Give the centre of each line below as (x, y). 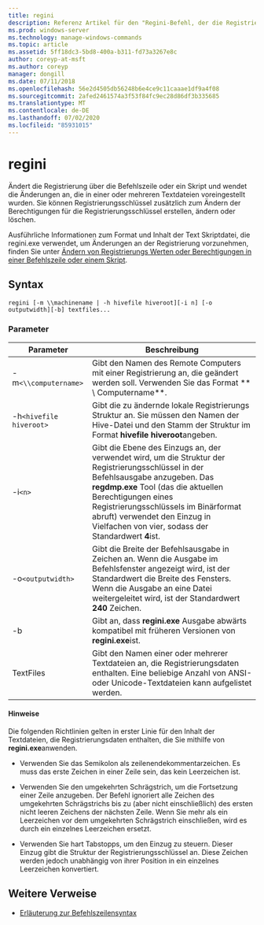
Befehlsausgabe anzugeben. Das (153, 477)
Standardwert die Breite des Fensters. (161, 578)
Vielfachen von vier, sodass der (150, 526)
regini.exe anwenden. (43, 748)
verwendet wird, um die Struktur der (158, 457)
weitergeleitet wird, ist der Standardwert (166, 598)
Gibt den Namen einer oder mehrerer (160, 653)
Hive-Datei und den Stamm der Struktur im (171, 424)
